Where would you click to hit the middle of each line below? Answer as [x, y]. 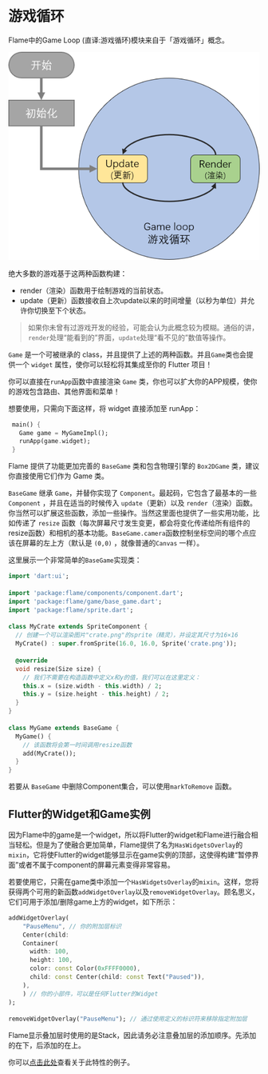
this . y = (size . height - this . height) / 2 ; [96, 694]
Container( [41, 943]
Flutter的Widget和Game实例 [79, 814]
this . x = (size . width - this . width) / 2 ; [92, 686]
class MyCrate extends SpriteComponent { [78, 627]
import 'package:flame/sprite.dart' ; [71, 610]
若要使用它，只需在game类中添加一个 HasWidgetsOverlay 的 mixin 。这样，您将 [134, 881]
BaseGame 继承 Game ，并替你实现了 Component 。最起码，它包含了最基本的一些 [133, 493]
